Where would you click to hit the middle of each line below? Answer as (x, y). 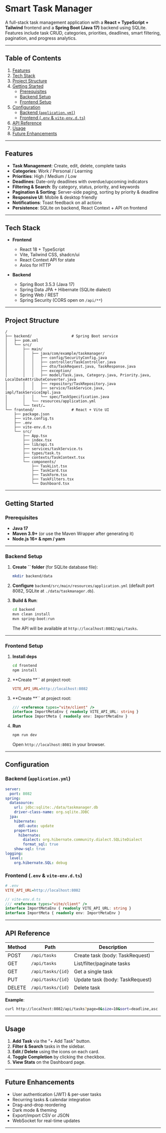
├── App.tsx (35, 436)
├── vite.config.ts (34, 419)
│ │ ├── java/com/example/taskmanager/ (55, 354)
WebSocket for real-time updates (46, 1121)
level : (16, 858)
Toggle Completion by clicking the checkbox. (59, 1057)
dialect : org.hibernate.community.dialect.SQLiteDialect (83, 840)
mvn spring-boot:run (33, 619)
